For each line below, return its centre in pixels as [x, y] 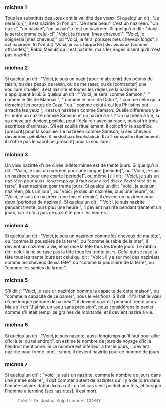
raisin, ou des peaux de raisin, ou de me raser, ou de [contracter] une [76, 84]
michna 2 [17, 68]
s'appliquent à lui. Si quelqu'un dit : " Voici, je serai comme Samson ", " [78, 94]
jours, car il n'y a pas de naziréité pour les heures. [56, 212]
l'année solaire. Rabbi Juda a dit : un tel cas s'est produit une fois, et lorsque [83, 386]
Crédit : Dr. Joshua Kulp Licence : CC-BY [59, 401]
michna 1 [16, 7]
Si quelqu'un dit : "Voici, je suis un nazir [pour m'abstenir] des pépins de [79, 79]
